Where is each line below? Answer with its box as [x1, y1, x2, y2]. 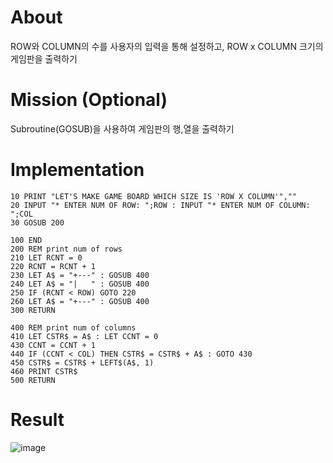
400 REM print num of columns [10, 322, 137, 333]
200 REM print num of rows [10, 244, 123, 254]
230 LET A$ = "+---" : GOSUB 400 [10, 270, 150, 280]
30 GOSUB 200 [10, 217, 65, 228]
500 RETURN [10, 375, 56, 385]
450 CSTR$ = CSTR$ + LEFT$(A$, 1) [10, 357, 155, 368]
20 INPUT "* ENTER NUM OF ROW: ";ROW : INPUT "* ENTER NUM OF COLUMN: [10, 200, 311, 210]
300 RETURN [10, 305, 56, 315]
